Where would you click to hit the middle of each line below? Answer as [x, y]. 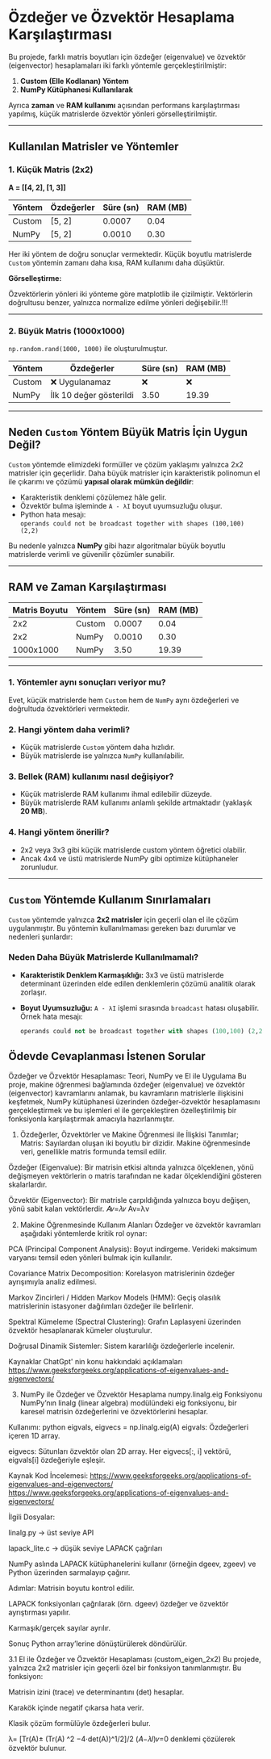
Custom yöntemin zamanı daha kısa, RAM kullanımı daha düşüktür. [117, 262]
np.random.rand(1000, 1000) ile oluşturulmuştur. [88, 348]
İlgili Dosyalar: [31, 1517]
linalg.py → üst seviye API [51, 1532]
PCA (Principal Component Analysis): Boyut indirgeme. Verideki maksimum [133, 1249]
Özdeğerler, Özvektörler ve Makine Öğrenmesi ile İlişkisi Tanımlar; [129, 1134]
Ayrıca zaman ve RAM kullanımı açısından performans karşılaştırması [124, 105]
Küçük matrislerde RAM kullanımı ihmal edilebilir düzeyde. [116, 794]
